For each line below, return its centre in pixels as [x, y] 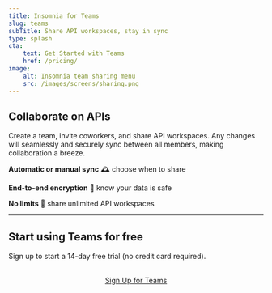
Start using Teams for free [76, 237]
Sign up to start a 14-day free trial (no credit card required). [107, 257]
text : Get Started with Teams [74, 53]
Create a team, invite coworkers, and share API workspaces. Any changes [132, 136]
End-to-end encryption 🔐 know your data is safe [90, 188]
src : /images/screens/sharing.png [81, 83]
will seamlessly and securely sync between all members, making [116, 144]
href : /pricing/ [51, 62]
